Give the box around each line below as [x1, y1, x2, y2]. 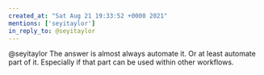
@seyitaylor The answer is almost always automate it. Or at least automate [8, 49, 256, 59]
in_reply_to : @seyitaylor [8, 27, 95, 35]
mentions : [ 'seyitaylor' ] [8, 19, 95, 27]
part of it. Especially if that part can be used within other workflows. [8, 57, 234, 67]
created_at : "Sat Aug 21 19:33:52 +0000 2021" [8, 11, 168, 20]
